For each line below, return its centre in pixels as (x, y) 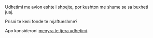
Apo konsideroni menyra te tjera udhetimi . (47, 31)
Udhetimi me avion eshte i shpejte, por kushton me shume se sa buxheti (77, 7)
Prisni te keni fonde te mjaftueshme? (41, 21)
